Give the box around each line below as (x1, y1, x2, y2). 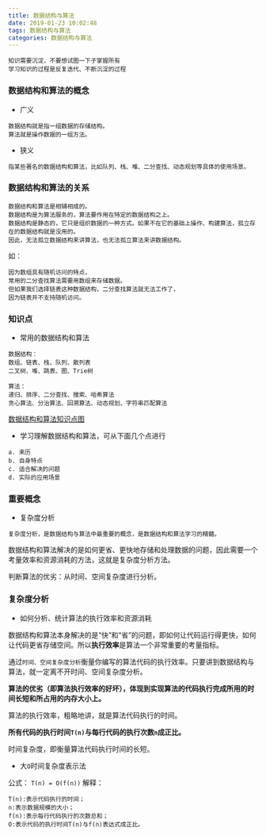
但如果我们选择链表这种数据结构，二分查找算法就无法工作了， (8, 285, 180, 293)
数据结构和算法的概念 (8, 85, 89, 96)
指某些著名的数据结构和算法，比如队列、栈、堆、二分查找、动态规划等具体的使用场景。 (8, 163, 250, 170)
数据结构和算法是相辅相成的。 (8, 202, 91, 210)
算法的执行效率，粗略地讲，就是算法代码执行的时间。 (8, 711, 182, 720)
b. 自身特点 (8, 457, 44, 465)
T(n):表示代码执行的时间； (8, 795, 85, 803)
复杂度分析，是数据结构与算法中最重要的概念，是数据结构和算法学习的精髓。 (8, 530, 221, 538)
